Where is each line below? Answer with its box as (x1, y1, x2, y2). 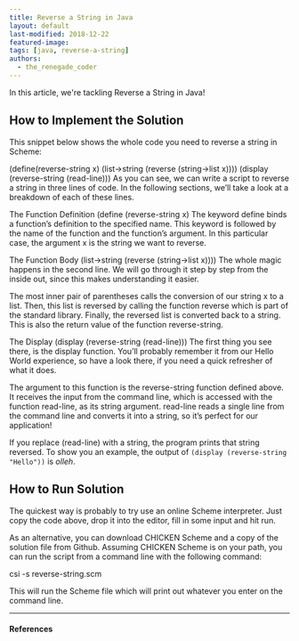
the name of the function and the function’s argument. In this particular (9, 228, 269, 239)
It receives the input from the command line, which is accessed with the (9, 391, 273, 402)
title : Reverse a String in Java (9, 12, 133, 22)
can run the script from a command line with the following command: (9, 551, 263, 562)
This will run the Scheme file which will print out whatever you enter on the (9, 585, 283, 596)
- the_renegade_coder (17, 63, 98, 72)
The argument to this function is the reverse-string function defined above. (9, 382, 285, 393)
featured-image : (9, 37, 69, 47)
